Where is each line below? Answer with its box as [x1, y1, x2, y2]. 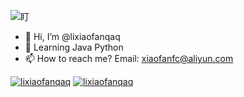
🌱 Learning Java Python [24, 41, 124, 53]
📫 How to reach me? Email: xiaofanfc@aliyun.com [24, 53, 234, 64]
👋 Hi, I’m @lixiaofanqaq [24, 31, 121, 42]
